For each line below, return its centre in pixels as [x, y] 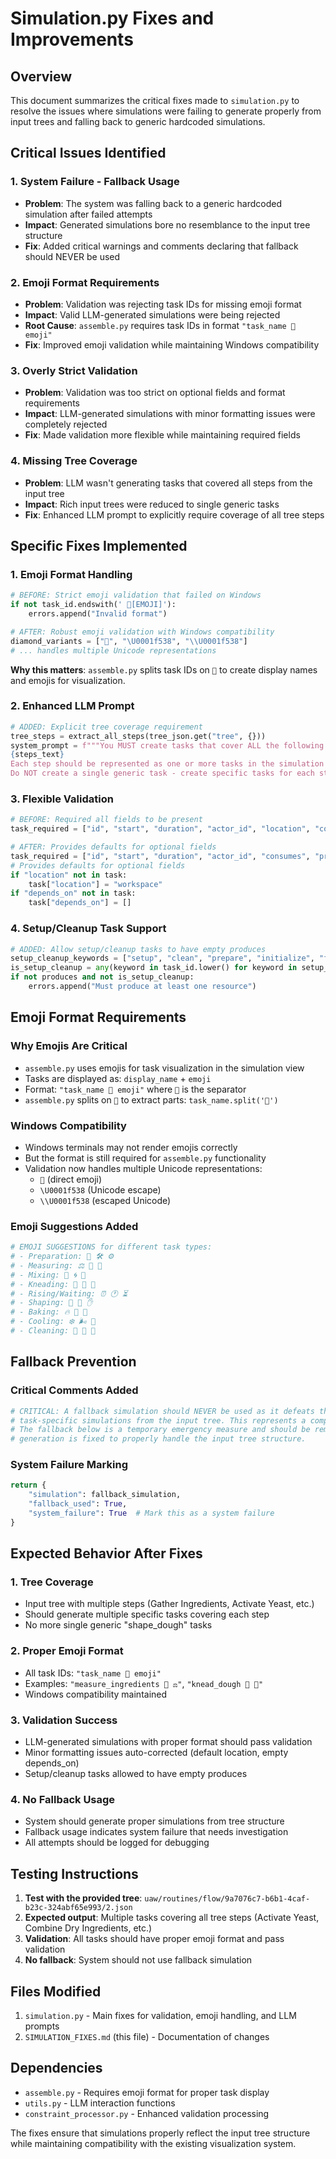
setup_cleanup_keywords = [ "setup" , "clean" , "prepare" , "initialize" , [162, 958]
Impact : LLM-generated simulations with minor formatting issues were [170, 414]
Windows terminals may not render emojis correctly [131, 1147]
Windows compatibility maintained [96, 1694]
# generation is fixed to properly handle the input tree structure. [158, 1439]
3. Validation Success [64, 1720]
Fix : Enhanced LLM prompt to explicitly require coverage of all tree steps [174, 514]
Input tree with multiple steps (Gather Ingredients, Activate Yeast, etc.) [169, 1604]
